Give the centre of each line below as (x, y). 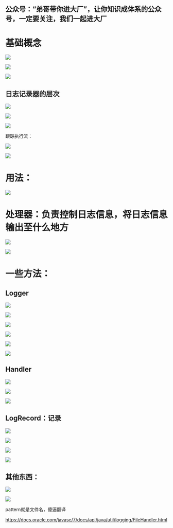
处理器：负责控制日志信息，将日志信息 (87, 215)
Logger (17, 293)
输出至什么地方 (37, 227)
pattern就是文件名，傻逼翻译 (36, 509)
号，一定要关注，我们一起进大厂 (56, 19)
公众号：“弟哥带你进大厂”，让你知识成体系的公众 (83, 9)
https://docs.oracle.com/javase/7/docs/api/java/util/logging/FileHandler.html (86, 520)
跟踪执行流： (19, 136)
